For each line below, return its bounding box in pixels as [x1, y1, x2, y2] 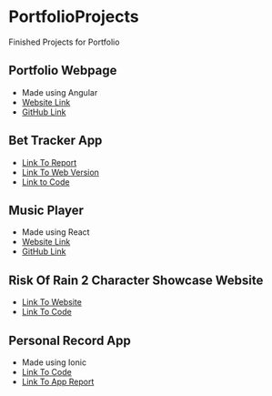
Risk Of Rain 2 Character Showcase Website [8, 272, 264, 288]
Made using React [21, 227, 90, 238]
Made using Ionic [21, 357, 87, 368]
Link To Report [21, 157, 77, 168]
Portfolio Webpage [8, 63, 117, 78]
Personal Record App [8, 332, 131, 348]
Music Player [8, 202, 84, 218]
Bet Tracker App [8, 133, 103, 148]
